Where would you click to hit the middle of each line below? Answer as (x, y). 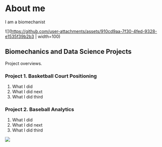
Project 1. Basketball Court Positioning (51, 76)
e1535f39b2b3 (20, 36)
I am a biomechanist (25, 22)
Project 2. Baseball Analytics (40, 109)
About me (25, 8)
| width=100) (48, 36)
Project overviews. (24, 63)
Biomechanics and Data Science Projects (68, 52)
